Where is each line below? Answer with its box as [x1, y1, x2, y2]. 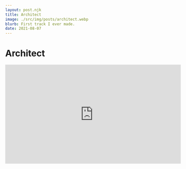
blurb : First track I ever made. [5, 21, 75, 27]
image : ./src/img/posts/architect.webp [5, 17, 89, 22]
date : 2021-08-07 [5, 26, 42, 31]
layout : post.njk [5, 7, 42, 13]
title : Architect [5, 12, 42, 17]
